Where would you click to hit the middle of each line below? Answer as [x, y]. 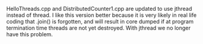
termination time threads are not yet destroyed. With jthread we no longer [98, 28]
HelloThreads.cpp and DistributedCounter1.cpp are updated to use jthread [99, 9]
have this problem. [30, 34]
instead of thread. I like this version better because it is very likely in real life [101, 15]
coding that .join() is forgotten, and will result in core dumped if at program [100, 21]
